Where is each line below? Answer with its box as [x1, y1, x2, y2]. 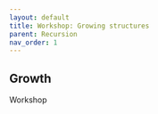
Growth [9, 70, 52, 85]
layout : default [9, 12, 70, 22]
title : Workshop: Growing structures [9, 21, 150, 30]
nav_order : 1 [9, 37, 58, 47]
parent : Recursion [9, 29, 78, 38]
